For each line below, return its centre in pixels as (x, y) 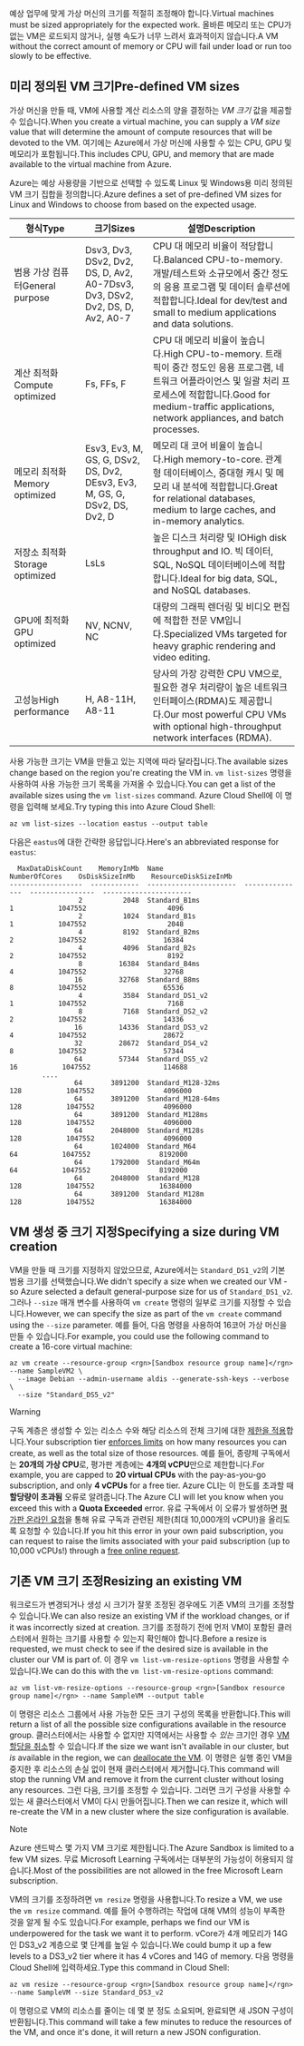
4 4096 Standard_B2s (137, 948)
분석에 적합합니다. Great (230, 486)
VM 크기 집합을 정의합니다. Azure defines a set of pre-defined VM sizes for (146, 194)
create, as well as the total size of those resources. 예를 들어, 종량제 (134, 1453)
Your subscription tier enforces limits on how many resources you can (157, 1442)
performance (42, 711)
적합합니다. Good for (229, 395)
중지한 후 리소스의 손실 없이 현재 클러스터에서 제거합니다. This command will (144, 1769)
